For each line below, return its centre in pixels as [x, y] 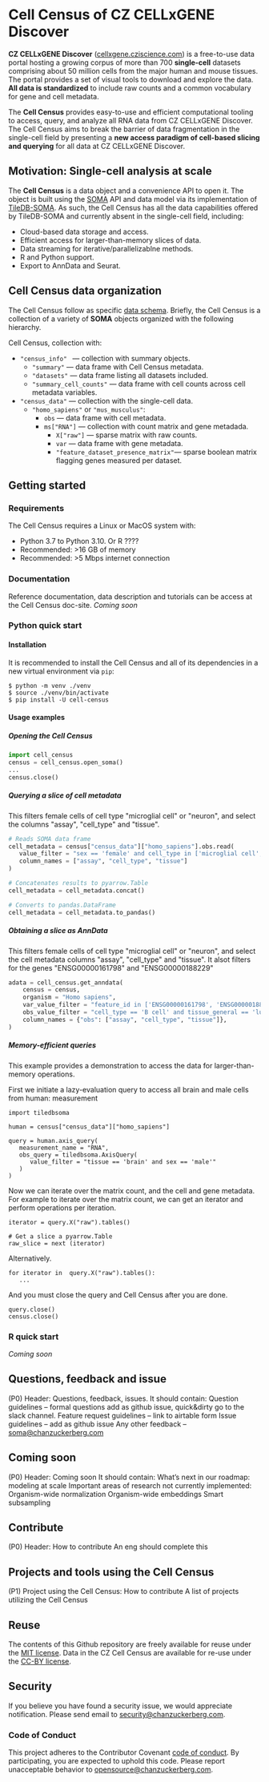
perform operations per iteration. [62, 1208]
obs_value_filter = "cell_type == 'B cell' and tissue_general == [136, 1012]
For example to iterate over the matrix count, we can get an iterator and [126, 1199]
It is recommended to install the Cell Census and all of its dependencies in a [133, 662]
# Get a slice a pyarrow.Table [60, 1236]
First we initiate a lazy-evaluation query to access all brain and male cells [129, 1089]
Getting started [47, 485]
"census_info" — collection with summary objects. [105, 358]
